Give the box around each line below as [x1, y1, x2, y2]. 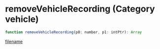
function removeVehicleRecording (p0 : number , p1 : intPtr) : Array [5, 30, 142, 34]
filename [5, 38, 23, 44]
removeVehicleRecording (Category [5, 3, 155, 15]
